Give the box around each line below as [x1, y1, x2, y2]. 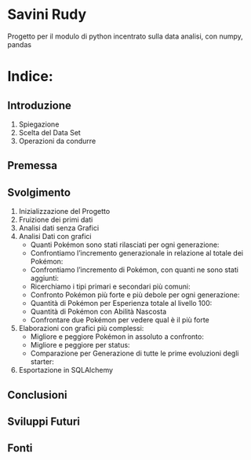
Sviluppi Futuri [7, 414, 80, 428]
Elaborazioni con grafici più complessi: [18, 324, 144, 333]
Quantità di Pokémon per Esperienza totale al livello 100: [30, 299, 213, 308]
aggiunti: [30, 274, 60, 283]
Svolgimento [7, 186, 71, 199]
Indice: [7, 68, 54, 86]
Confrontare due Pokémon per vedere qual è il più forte [30, 315, 209, 325]
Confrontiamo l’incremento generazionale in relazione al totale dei [30, 248, 244, 258]
